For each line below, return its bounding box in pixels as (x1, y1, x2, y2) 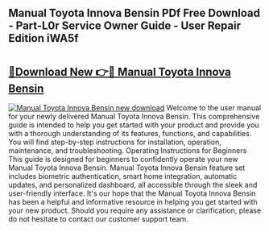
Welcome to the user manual (166, 103, 262, 112)
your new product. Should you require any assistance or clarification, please (8, 205, 262, 215)
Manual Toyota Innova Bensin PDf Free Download (8, 6, 260, 20)
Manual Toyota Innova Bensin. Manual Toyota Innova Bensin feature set (8, 163, 246, 172)
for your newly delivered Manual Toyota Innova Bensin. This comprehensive (8, 112, 260, 121)
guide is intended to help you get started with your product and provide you (8, 120, 259, 130)
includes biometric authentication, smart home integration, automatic (8, 172, 238, 180)
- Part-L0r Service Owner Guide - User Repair (8, 19, 242, 33)
